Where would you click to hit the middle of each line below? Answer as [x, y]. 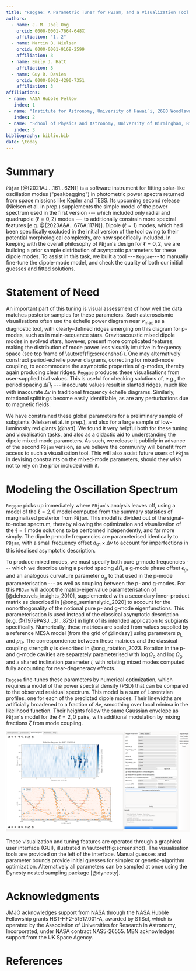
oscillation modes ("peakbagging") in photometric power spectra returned [95, 194]
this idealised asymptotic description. [51, 551]
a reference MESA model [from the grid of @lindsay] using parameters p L [94, 634]
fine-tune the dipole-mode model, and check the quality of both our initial [94, 262]
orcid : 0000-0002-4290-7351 [50, 80]
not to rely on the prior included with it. [53, 466]
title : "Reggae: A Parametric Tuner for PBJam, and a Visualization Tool [98, 12]
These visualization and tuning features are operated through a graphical [94, 842]
